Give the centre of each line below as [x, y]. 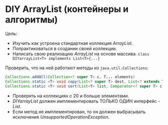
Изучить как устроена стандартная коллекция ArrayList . [73, 43]
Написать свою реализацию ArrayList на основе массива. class [81, 54]
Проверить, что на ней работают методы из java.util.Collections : [77, 68]
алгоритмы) [31, 20]
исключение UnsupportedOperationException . [61, 117]
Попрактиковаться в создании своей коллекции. [65, 48]
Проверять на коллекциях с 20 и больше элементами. [71, 96]
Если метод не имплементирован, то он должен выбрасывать [79, 112]
